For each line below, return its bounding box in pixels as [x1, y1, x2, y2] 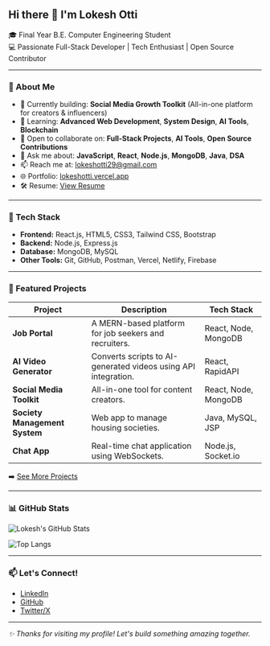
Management [12, 417, 65, 428]
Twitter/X [19, 606, 51, 615]
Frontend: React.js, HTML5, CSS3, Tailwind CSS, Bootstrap [19, 230, 217, 240]
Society [12, 407, 43, 418]
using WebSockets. [91, 450, 165, 461]
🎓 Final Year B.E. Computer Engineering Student [8, 30, 171, 39]
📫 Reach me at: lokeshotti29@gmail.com [19, 160, 157, 170]
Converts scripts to [91, 351, 163, 362]
